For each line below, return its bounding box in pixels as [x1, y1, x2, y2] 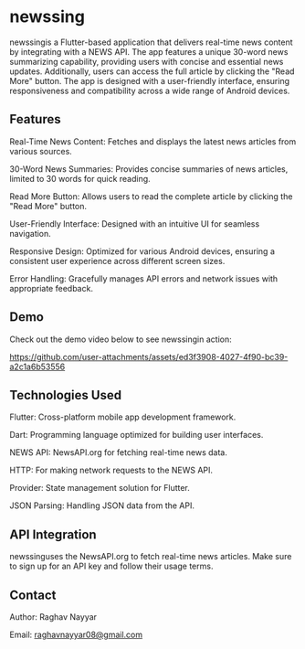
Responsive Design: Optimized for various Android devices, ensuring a [9, 245, 276, 257]
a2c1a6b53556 [9, 361, 66, 372]
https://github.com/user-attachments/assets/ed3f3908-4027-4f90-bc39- [9, 351, 289, 362]
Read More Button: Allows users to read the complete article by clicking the [9, 190, 293, 202]
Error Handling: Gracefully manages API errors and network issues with [9, 272, 279, 284]
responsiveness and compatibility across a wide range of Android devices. [9, 85, 290, 96]
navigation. [9, 228, 52, 239]
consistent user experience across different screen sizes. [9, 255, 226, 266]
